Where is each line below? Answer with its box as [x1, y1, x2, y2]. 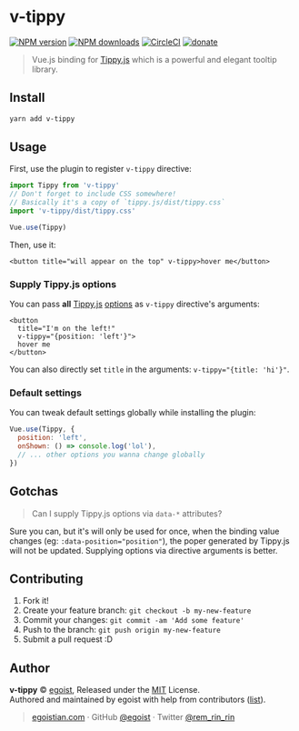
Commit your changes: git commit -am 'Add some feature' [22, 615, 245, 626]
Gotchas [9, 484, 59, 499]
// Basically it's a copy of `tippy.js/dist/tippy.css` [9, 198, 225, 207]
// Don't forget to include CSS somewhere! [9, 189, 177, 199]
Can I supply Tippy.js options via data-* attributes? [31, 507, 223, 519]
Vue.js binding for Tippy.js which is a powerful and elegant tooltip [31, 54, 277, 65]
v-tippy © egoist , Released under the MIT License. [9, 685, 201, 696]
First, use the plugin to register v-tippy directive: [9, 164, 193, 175]
